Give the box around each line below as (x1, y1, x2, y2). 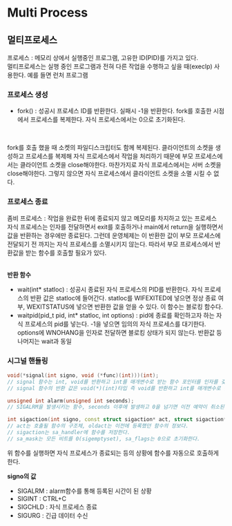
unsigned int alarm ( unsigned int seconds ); (7, 397, 135, 405)
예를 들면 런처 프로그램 (27, 71, 88, 79)
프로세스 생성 (7, 90, 48, 99)
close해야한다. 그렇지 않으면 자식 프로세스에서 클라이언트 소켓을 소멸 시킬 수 (7, 169, 213, 177)
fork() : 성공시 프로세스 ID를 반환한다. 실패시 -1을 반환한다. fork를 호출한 (17, 107, 212, 115)
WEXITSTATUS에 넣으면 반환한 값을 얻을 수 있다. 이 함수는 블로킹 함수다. (26, 302, 223, 311)
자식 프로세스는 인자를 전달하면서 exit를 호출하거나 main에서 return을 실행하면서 (7, 222, 224, 231)
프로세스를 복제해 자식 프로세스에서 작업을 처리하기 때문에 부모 (25, 152, 193, 160)
